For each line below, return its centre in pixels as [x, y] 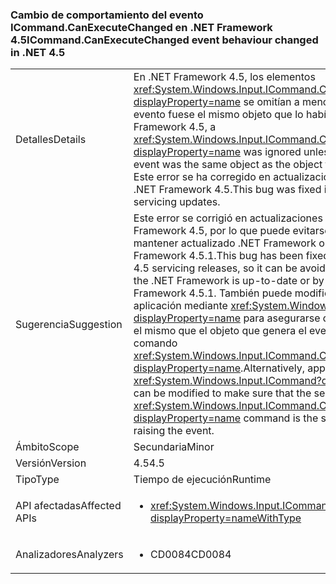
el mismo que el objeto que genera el [220, 331]
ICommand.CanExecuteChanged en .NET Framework [141, 27]
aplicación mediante [180, 306]
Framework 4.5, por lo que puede [212, 231]
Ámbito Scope [47, 447]
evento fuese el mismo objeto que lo [218, 115]
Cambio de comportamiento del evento [107, 15]
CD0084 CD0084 [190, 555]
